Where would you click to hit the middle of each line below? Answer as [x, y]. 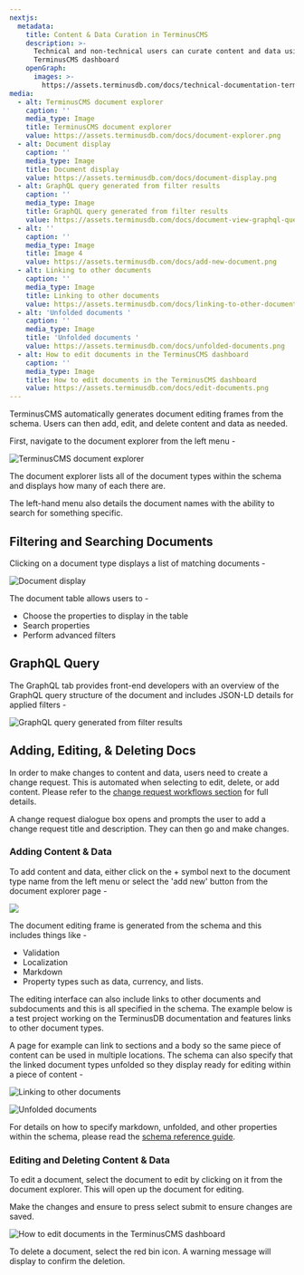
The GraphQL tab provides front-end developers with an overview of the [144, 685]
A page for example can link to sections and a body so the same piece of [146, 1045]
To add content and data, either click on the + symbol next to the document [150, 871]
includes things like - [48, 935]
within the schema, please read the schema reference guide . [123, 1136]
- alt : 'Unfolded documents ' [74, 312]
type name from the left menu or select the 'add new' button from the [139, 881]
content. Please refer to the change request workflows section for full [139, 791]
